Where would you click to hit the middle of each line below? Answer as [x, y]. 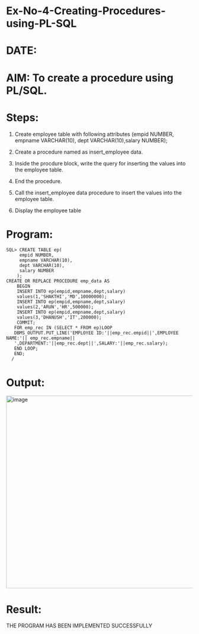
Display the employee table [48, 210]
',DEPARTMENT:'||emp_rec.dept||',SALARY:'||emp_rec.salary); [91, 343]
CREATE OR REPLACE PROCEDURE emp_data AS [58, 281]
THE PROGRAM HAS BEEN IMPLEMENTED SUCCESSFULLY [79, 626]
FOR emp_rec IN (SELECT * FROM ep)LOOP [63, 328]
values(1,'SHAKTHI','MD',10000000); [62, 297]
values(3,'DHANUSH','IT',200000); [59, 318]
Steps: [23, 117]
